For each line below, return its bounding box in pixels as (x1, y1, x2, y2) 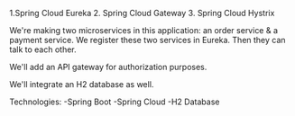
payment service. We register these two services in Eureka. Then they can (9, 35, 286, 45)
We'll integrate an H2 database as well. (9, 79, 154, 89)
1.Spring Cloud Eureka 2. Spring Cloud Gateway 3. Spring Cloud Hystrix (9, 8, 275, 18)
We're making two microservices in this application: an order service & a (9, 25, 278, 35)
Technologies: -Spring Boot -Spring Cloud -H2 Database (9, 96, 220, 107)
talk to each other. (9, 44, 77, 55)
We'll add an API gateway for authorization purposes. (9, 62, 207, 72)
